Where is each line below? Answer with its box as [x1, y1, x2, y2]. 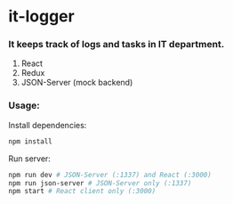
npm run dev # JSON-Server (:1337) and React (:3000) [8, 170, 213, 179]
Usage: [8, 100, 41, 112]
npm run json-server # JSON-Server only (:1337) [8, 178, 192, 188]
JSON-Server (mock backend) [20, 78, 133, 88]
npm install [8, 136, 52, 146]
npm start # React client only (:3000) [8, 187, 157, 196]
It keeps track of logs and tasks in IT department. [8, 38, 225, 51]
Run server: [8, 153, 51, 164]
